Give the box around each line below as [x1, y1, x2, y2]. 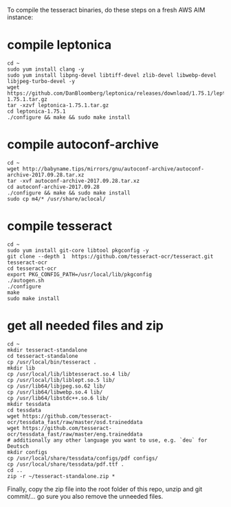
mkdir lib [7, 364, 36, 372]
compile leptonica [7, 37, 112, 53]
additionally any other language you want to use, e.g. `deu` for [13, 436, 208, 444]
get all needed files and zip [7, 318, 164, 333]
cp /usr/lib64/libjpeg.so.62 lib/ [7, 383, 107, 390]
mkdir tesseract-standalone [7, 346, 88, 353]
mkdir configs [7, 449, 48, 455]
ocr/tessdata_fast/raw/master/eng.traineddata [7, 431, 143, 438]
